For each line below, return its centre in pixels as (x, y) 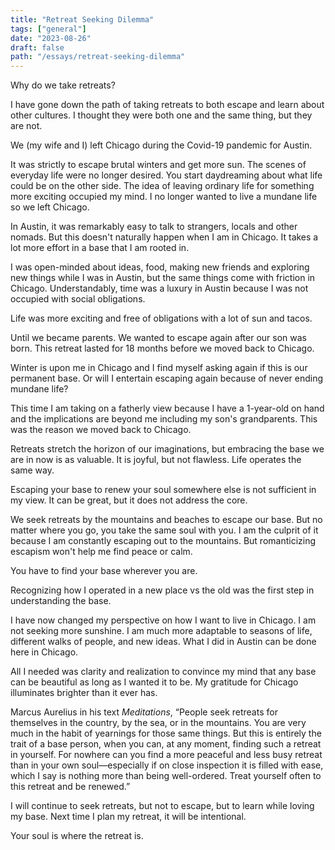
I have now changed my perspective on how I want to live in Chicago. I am (163, 620)
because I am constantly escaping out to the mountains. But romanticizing (163, 541)
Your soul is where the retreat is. (77, 836)
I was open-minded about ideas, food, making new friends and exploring (160, 267)
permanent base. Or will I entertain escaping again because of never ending (167, 378)
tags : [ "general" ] (48, 29)
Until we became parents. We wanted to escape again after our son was (158, 338)
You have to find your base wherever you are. (104, 571)
